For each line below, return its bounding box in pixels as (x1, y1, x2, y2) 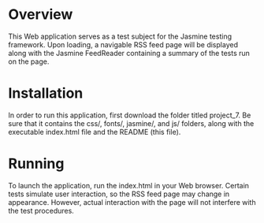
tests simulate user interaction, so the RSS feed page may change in (8, 189, 230, 199)
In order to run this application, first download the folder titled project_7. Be (8, 110, 251, 120)
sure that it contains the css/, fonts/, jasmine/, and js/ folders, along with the (8, 118, 255, 128)
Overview (8, 6, 73, 24)
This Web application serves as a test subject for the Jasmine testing (8, 32, 232, 41)
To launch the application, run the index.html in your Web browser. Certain (8, 180, 250, 190)
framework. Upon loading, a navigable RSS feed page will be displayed (8, 39, 239, 49)
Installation (8, 84, 84, 102)
